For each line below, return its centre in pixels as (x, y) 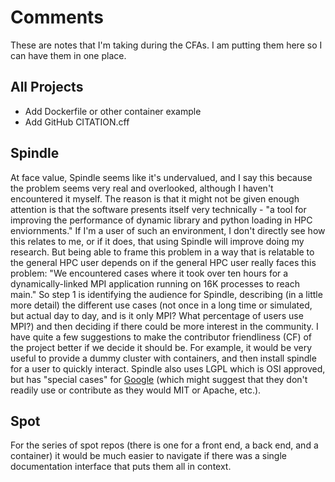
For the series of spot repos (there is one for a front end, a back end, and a (164, 445)
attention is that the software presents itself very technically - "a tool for (158, 209)
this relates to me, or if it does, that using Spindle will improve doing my (157, 241)
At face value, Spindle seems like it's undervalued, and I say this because (161, 177)
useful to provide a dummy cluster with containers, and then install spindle (163, 358)
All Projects (47, 87)
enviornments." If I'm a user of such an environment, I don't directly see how (168, 230)
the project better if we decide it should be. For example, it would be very (161, 347)
